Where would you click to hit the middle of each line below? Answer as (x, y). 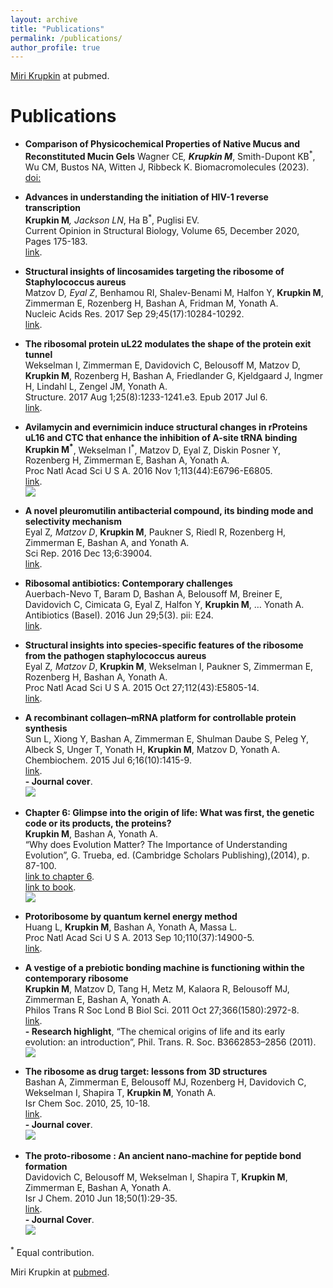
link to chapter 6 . (59, 877)
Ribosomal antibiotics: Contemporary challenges (128, 583)
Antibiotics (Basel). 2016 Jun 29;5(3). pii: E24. (119, 615)
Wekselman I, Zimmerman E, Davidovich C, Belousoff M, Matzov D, (162, 365)
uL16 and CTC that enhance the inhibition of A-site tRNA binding (161, 437)
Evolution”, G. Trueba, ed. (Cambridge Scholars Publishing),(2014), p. (167, 855)
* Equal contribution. (52, 1251)
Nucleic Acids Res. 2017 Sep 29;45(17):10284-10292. (134, 313)
